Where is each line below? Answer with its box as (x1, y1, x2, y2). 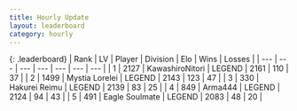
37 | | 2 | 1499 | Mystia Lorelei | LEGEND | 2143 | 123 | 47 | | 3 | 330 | (9, 73, 260, 83)
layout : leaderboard (9, 21, 86, 30)
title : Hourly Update (9, 12, 90, 22)
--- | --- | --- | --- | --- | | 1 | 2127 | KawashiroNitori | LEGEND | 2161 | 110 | (19, 63, 289, 74)
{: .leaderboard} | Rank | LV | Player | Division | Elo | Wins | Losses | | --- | (9, 54, 277, 65)
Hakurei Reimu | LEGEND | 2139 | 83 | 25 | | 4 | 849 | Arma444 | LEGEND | (9, 82, 281, 93)
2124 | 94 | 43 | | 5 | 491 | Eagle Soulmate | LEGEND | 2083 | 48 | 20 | (9, 91, 263, 102)
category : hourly (9, 29, 74, 38)
